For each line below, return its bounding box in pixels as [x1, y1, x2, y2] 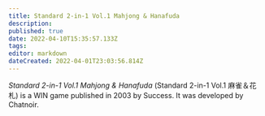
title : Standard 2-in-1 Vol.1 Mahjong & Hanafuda [8, 11, 180, 20]
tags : [8, 42, 27, 50]
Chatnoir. [8, 99, 39, 110]
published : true [8, 27, 63, 35]
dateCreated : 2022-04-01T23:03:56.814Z [8, 58, 144, 66]
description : [8, 19, 53, 28]
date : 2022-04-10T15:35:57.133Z [8, 34, 118, 43]
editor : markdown [8, 49, 67, 58]
